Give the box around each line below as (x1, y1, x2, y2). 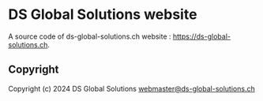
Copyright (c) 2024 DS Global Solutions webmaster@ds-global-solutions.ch (8, 84, 255, 93)
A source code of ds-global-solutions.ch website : (8, 32, 171, 41)
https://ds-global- (172, 32, 231, 41)
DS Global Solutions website (8, 6, 197, 24)
